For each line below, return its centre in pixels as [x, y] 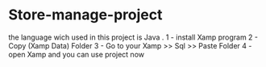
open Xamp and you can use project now [77, 54]
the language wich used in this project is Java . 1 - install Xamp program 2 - [133, 37]
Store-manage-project [85, 15]
